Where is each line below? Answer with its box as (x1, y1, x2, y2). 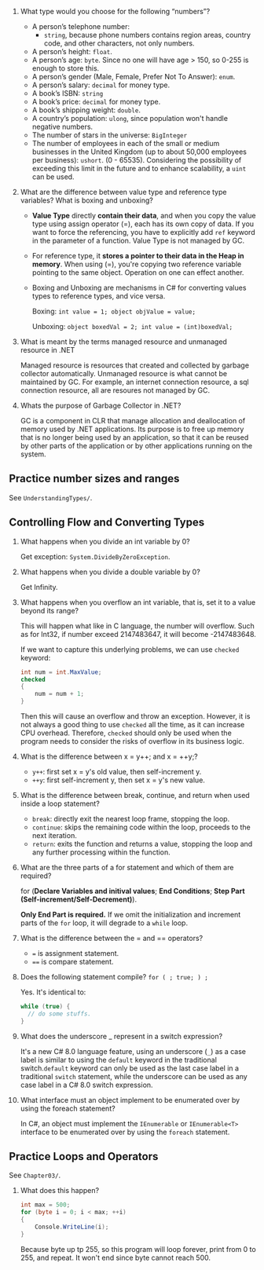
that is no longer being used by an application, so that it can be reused (20, 433, 249, 442)
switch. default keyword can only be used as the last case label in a (20, 1063, 239, 1073)
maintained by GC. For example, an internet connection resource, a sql (20, 377, 250, 386)
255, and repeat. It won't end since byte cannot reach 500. (20, 1253, 211, 1262)
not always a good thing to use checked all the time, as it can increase (20, 720, 245, 729)
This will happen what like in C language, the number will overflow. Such (20, 620, 255, 631)
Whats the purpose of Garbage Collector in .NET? (20, 401, 181, 410)
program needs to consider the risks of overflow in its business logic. (20, 737, 244, 745)
